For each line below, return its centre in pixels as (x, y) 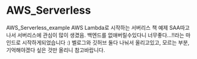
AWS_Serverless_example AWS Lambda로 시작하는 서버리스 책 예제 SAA (93, 27)
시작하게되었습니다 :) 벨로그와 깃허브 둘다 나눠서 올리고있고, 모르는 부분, (106, 42)
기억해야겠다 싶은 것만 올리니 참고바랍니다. (56, 50)
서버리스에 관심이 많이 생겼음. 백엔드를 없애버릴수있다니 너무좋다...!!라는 (101, 35)
